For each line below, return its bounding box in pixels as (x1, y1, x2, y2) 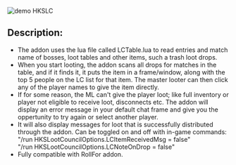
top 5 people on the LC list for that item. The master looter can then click (17, 75, 228, 84)
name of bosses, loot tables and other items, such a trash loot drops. (17, 53, 218, 61)
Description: (7, 27, 63, 39)
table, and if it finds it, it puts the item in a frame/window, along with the (17, 67, 225, 77)
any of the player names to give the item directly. (17, 83, 160, 91)
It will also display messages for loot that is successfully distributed (17, 120, 213, 128)
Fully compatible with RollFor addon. (17, 150, 123, 158)
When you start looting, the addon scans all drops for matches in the (17, 60, 217, 69)
